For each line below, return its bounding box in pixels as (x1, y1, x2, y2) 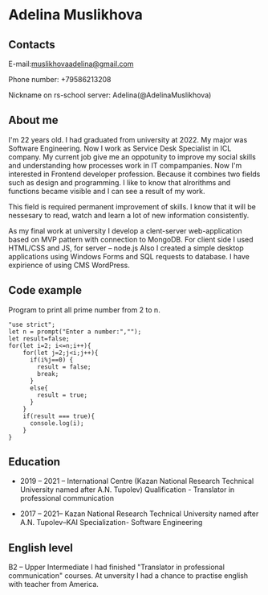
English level (8, 541, 74, 555)
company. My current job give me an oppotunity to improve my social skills (8, 151, 257, 162)
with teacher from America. (8, 580, 99, 589)
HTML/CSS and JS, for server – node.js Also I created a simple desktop (8, 243, 245, 253)
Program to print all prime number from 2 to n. (8, 304, 160, 315)
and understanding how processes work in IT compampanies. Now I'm (8, 160, 242, 170)
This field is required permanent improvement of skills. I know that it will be (8, 201, 257, 211)
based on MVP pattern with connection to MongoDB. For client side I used (8, 234, 254, 244)
